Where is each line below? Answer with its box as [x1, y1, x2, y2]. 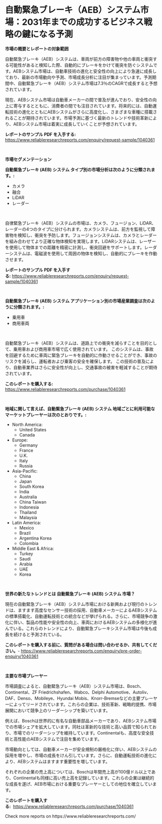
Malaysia [19, 514, 37, 520]
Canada [19, 432, 35, 438]
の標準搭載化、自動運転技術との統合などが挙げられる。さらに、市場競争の [5, 613, 153, 619]
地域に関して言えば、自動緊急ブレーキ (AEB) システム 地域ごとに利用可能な [5, 405, 155, 411]
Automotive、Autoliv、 [105, 689, 151, 695]
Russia [19, 463, 33, 469]
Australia [19, 494, 37, 500]
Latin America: [12, 520, 41, 526]
